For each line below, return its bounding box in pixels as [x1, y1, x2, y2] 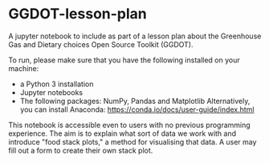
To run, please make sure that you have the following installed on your [8, 55, 240, 65]
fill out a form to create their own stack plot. [8, 145, 153, 155]
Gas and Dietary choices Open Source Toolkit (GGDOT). [8, 39, 194, 49]
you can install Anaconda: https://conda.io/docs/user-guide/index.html [19, 105, 255, 114]
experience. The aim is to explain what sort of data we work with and [8, 129, 237, 138]
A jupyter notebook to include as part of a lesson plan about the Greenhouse [8, 31, 262, 41]
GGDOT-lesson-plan [8, 5, 147, 23]
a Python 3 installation [19, 79, 94, 89]
